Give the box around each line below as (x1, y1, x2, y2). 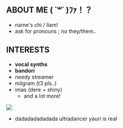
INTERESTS (6, 45, 50, 55)
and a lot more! (23, 92, 61, 99)
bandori (14, 67, 35, 74)
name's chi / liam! (14, 21, 58, 28)
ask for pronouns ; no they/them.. (14, 27, 97, 35)
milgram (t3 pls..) (14, 79, 57, 87)
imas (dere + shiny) (14, 86, 62, 93)
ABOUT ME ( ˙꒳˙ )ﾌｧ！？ (6, 5, 93, 15)
